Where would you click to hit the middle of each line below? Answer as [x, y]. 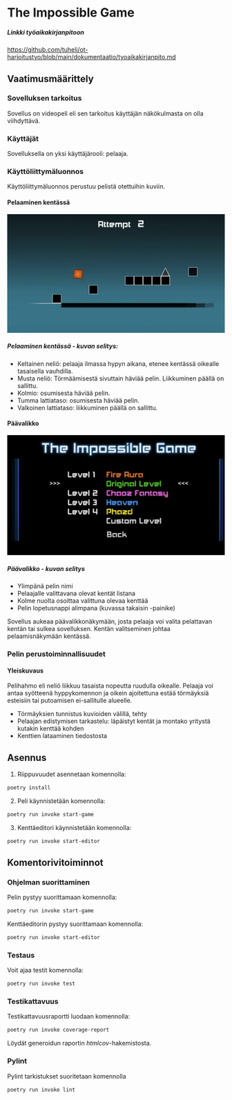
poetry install [29, 788]
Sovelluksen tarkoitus [45, 98]
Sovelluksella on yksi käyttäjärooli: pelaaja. [68, 154]
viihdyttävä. [24, 120]
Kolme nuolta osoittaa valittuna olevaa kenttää [83, 600]
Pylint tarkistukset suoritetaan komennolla [67, 1076]
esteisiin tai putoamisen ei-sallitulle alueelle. [70, 701]
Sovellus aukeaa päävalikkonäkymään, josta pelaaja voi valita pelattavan [110, 621]
